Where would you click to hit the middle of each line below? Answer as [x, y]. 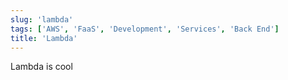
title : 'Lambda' [44, 38]
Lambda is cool [41, 67]
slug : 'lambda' [42, 19]
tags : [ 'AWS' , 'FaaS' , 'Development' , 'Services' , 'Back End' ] [145, 29]
